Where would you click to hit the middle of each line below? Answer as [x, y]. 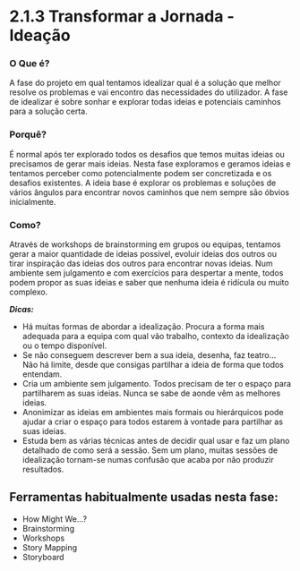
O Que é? [30, 64]
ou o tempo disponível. [64, 345]
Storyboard [43, 557]
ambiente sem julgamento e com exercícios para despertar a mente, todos [146, 273]
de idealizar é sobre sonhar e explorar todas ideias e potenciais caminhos [145, 102]
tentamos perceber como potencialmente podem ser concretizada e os [141, 173]
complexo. [29, 292]
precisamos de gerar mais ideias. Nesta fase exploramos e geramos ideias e [150, 164]
